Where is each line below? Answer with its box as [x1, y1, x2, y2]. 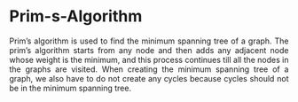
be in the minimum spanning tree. [9, 82, 131, 93]
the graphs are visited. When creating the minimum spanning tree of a [9, 64, 289, 75]
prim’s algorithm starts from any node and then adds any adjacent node [9, 44, 289, 55]
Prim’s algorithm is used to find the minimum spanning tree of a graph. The [9, 35, 289, 46]
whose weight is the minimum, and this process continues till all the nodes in [9, 54, 289, 65]
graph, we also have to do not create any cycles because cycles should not [9, 73, 289, 83]
